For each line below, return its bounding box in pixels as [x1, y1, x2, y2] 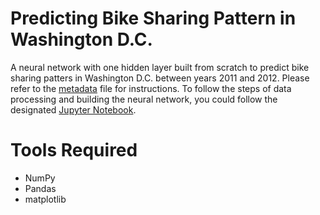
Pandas [24, 182, 57, 194]
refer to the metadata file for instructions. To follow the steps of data [10, 82, 292, 94]
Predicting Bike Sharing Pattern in [10, 7, 297, 30]
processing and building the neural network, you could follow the [10, 93, 278, 105]
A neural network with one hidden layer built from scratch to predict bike [10, 61, 310, 73]
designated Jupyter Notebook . [10, 103, 137, 116]
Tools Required [10, 139, 138, 162]
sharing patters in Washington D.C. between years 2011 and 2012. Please [10, 72, 310, 84]
